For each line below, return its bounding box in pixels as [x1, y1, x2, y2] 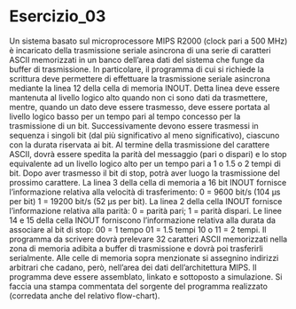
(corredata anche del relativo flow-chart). [9, 290, 160, 301]
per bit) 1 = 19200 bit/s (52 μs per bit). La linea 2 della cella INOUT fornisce [9, 195, 283, 206]
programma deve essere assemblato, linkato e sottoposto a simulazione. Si [9, 271, 283, 281]
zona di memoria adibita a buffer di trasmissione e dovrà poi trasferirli [9, 242, 263, 254]
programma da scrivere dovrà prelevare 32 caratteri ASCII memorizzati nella [9, 234, 288, 244]
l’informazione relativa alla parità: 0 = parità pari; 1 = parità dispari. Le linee [9, 205, 282, 216]
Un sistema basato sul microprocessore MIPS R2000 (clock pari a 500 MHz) [9, 36, 288, 46]
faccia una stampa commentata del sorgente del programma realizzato [9, 281, 269, 291]
